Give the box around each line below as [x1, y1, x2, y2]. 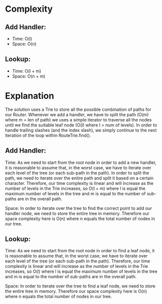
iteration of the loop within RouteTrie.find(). [5, 132, 91, 138]
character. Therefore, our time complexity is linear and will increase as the [5, 180, 154, 186]
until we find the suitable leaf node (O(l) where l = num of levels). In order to [5, 122, 157, 128]
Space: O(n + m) [12, 73, 46, 79]
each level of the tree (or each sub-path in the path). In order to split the [5, 170, 149, 176]
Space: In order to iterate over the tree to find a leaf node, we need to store [5, 283, 156, 289]
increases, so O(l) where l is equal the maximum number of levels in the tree [5, 268, 158, 274]
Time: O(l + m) [12, 68, 41, 74]
